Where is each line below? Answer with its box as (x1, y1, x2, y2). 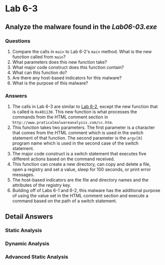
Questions (5, 38, 31, 44)
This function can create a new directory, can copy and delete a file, (12, 161, 151, 167)
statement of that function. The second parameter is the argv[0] (12, 135, 143, 141)
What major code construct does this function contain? (12, 64, 124, 70)
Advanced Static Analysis (5, 254, 68, 261)
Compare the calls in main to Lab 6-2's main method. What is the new (12, 48, 152, 54)
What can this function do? (12, 70, 67, 76)
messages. (12, 172, 35, 178)
